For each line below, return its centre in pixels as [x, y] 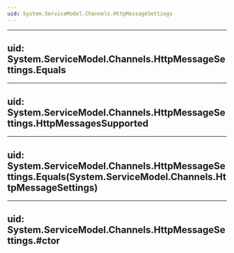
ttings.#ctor [34, 241]
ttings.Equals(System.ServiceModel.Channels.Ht [117, 177]
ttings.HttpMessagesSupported [78, 123]
